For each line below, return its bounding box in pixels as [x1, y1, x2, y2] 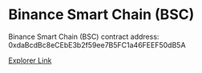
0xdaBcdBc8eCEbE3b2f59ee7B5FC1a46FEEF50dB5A [8, 40, 186, 49]
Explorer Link [8, 56, 52, 65]
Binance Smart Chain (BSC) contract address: [8, 32, 160, 41]
